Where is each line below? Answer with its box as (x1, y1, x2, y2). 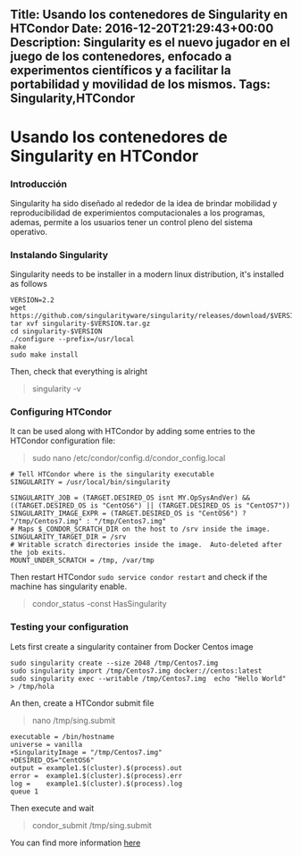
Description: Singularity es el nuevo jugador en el (10, 35, 290, 50)
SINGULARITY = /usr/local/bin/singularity (10, 478, 171, 487)
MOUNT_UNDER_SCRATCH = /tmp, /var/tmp (10, 556, 155, 566)
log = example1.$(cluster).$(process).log (10, 779, 182, 788)
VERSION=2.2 (10, 296, 54, 305)
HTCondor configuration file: (10, 435, 116, 446)
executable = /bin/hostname (10, 732, 115, 741)
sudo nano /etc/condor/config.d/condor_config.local (31, 453, 226, 464)
